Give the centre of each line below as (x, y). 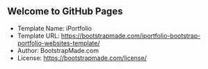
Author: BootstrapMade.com (58, 50)
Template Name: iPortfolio (55, 28)
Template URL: (38, 36)
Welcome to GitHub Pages (65, 11)
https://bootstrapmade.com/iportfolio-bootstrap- (131, 36)
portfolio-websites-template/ (58, 43)
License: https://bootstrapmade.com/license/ (82, 58)
